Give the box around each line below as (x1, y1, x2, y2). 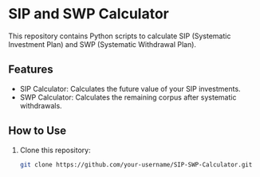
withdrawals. (19, 100, 62, 110)
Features (8, 63, 53, 77)
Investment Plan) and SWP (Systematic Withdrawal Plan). (8, 39, 197, 49)
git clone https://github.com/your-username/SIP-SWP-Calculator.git (19, 160, 253, 168)
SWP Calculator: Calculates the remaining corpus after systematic (19, 92, 237, 102)
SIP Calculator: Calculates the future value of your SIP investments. (19, 84, 241, 93)
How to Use (8, 124, 67, 138)
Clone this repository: (19, 145, 91, 155)
